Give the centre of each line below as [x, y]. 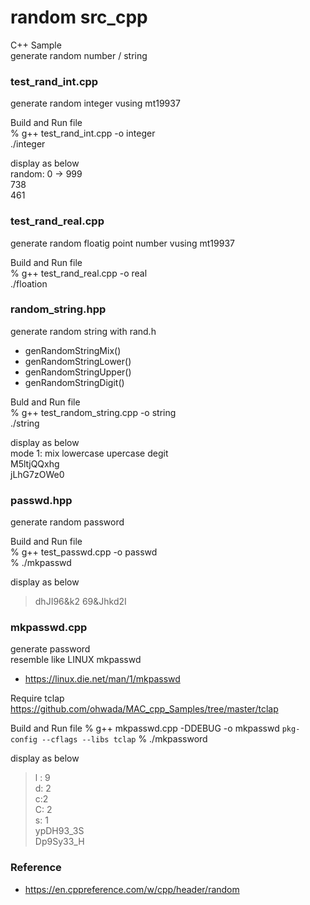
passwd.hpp [41, 500]
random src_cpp [79, 17]
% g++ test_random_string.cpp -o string [93, 412]
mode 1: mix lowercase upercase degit [89, 453]
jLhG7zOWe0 [37, 474]
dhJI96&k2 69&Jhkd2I [80, 602]
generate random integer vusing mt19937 [95, 103]
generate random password [67, 522]
